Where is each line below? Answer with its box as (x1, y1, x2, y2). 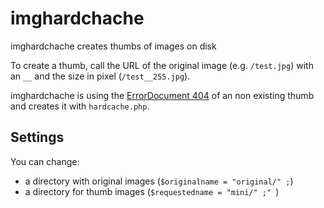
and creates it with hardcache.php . (10, 100, 150, 112)
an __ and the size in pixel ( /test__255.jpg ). (10, 70, 191, 82)
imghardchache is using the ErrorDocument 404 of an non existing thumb (10, 89, 315, 101)
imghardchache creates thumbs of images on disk (10, 40, 217, 52)
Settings (10, 129, 65, 146)
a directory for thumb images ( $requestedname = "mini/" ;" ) (24, 185, 280, 197)
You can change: (10, 155, 80, 167)
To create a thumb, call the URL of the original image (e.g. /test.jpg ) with (10, 59, 314, 71)
